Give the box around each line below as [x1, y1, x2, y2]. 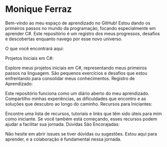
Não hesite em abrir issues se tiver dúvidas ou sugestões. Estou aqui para [5, 131, 157, 137]
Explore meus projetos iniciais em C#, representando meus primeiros [5, 65, 147, 71]
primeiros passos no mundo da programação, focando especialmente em [5, 25, 156, 31]
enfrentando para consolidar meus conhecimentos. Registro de [5, 75, 135, 81]
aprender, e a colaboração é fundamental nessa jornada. [5, 136, 122, 142]
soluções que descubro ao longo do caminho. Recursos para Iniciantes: [5, 101, 153, 107]
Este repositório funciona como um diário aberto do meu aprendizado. [5, 90, 150, 96]
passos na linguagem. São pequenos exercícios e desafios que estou [5, 70, 148, 76]
